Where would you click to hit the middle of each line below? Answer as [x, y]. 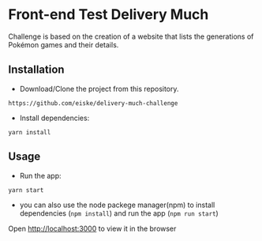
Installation [36, 70]
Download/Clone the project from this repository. [99, 88]
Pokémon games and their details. [64, 44]
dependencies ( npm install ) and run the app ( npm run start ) [119, 213]
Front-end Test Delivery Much [109, 15]
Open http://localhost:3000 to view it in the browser [92, 228]
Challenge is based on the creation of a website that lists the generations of [131, 36]
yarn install [30, 132]
